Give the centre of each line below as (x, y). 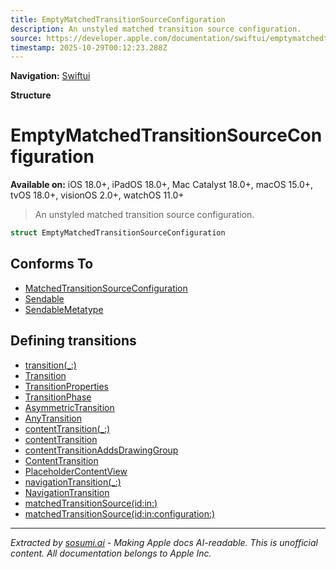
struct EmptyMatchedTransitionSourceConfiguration (118, 233)
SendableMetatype (64, 309)
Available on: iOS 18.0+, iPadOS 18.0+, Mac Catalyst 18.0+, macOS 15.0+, (162, 185)
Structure (31, 95)
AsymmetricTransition (69, 407)
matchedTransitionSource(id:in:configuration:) (120, 513)
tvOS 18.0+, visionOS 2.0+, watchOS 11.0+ (97, 195)
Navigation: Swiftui (50, 76)
